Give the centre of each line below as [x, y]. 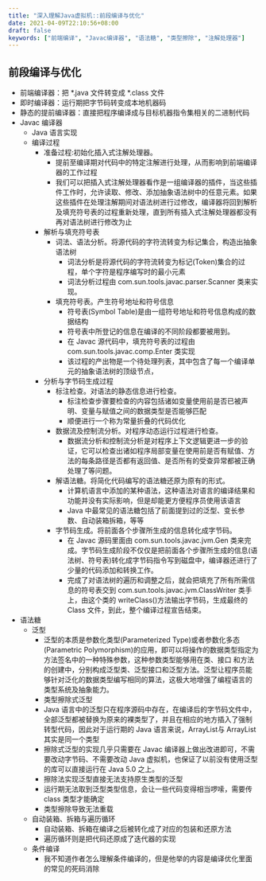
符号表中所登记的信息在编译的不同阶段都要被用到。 [150, 332]
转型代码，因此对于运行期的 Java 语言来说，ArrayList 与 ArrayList [150, 730]
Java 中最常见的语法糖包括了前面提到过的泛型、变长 [152, 511]
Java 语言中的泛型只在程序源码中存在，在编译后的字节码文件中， [150, 710]
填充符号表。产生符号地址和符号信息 [115, 302]
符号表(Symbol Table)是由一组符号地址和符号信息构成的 [158, 312]
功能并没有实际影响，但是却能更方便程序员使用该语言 [154, 501]
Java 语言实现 [54, 133]
